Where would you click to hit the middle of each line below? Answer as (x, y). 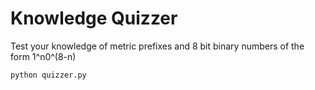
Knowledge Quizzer (94, 18)
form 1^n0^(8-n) (43, 56)
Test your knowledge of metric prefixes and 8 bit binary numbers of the (157, 46)
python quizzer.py (48, 75)
